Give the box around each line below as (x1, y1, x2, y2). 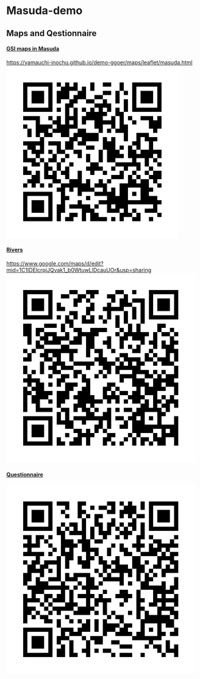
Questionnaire (6, 470, 44, 478)
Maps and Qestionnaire (6, 28, 97, 39)
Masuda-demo (6, 4, 83, 18)
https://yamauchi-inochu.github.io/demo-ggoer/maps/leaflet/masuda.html (6, 59, 193, 66)
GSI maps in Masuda (6, 45, 60, 53)
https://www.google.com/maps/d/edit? (6, 259, 104, 267)
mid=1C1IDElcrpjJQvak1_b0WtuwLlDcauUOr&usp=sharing (6, 266, 152, 273)
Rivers (6, 246, 23, 254)
